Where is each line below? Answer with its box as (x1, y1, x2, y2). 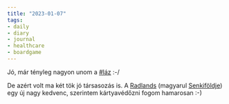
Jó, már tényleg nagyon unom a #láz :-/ (7, 67, 120, 76)
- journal (7, 36, 36, 43)
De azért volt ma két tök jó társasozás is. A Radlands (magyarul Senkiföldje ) (7, 81, 223, 89)
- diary (7, 29, 30, 37)
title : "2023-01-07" (7, 10, 67, 17)
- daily (7, 23, 30, 30)
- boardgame (7, 49, 42, 56)
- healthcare (7, 42, 45, 49)
